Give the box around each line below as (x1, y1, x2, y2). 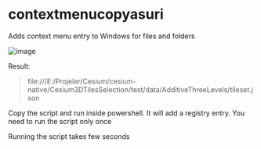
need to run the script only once (8, 116, 112, 126)
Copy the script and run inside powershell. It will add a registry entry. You (8, 108, 245, 118)
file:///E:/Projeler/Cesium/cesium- (27, 76, 136, 86)
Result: (8, 61, 31, 71)
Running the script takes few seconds (8, 131, 130, 141)
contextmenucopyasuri (8, 5, 165, 23)
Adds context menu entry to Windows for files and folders (8, 31, 195, 41)
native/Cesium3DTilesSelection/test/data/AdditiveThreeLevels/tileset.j (27, 84, 253, 94)
